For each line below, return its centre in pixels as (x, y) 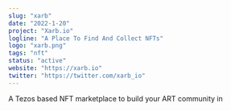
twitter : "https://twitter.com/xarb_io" (77, 76)
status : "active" (37, 61)
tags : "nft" (28, 53)
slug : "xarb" (30, 16)
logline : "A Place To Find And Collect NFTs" (86, 38)
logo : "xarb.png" (37, 46)
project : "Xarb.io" (41, 31)
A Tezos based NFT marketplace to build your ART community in (116, 98)
